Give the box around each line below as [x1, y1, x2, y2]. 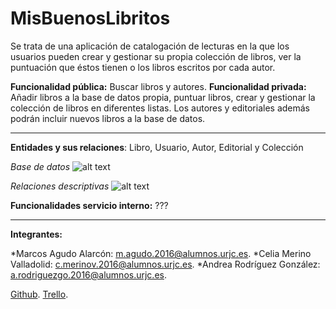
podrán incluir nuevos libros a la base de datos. [10, 112, 206, 124]
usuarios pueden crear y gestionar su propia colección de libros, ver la [10, 50, 302, 62]
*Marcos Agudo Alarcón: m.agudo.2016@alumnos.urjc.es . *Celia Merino [10, 247, 312, 259]
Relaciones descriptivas [10, 180, 110, 192]
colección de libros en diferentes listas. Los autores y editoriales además [10, 102, 310, 114]
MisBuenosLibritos [10, 7, 171, 30]
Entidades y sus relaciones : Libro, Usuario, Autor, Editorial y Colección [10, 141, 304, 153]
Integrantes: [10, 228, 63, 240]
